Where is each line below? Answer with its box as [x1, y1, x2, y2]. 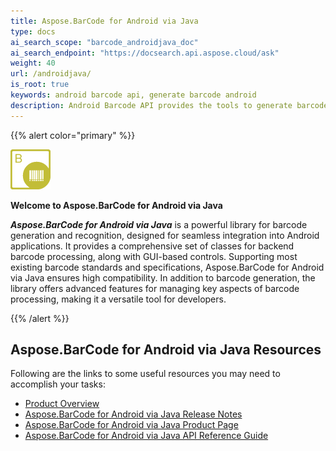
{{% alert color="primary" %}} [10, 129, 136, 141]
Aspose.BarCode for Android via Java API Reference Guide [24, 430, 269, 442]
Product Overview [24, 398, 100, 410]
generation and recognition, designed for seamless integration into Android [10, 229, 320, 241]
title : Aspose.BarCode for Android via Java [10, 16, 199, 26]
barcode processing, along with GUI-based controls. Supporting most [10, 250, 298, 262]
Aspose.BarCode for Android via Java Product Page [24, 419, 239, 431]
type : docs [10, 26, 56, 37]
